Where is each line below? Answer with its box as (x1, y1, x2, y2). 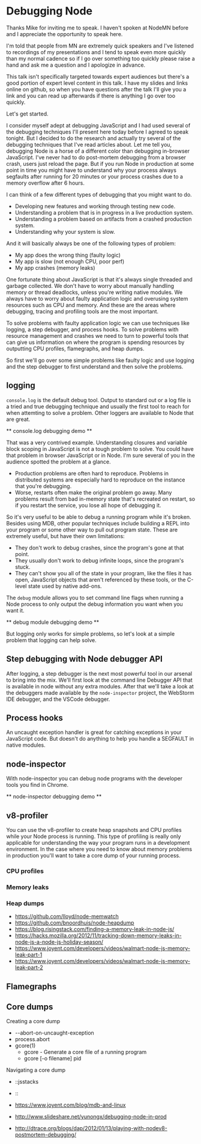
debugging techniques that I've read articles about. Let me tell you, (6, 141, 172, 148)
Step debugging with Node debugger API (6, 654, 163, 664)
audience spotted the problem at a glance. (6, 458, 111, 465)
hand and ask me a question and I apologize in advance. (6, 61, 146, 69)
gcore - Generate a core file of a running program (23, 1048, 147, 1056)
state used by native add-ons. (28, 582, 102, 590)
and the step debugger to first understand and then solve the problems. (6, 362, 184, 370)
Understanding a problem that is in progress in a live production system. (14, 209, 194, 216)
